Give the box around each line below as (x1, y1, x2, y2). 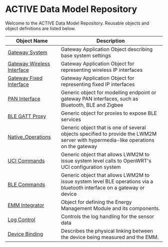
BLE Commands (7, 181, 45, 188)
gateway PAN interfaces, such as (60, 95, 138, 102)
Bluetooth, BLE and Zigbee (60, 101, 123, 108)
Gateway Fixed (7, 74, 42, 81)
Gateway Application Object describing (60, 46, 153, 53)
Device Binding (7, 230, 43, 237)
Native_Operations (7, 133, 51, 140)
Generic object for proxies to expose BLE (60, 109, 157, 116)
